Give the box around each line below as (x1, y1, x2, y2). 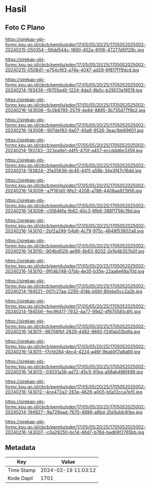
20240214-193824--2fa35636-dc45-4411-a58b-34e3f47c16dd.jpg (5, 167, 142, 173)
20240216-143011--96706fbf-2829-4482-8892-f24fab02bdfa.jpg (5, 328, 140, 334)
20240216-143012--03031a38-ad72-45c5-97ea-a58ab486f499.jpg (5, 369, 143, 375)
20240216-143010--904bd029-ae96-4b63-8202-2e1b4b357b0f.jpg (5, 248, 145, 254)
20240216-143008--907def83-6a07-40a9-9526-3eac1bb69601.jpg (5, 127, 144, 133)
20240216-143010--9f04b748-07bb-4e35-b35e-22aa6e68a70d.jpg (5, 269, 145, 274)
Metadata (5, 443, 36, 452)
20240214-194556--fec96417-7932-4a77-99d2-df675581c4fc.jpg (5, 309, 141, 314)
